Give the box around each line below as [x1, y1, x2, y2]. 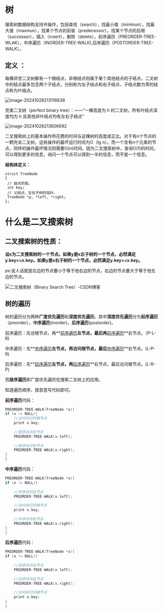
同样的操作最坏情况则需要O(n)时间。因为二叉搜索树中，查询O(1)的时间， [13, 145, 158, 151]
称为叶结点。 [9, 87, 35, 93]
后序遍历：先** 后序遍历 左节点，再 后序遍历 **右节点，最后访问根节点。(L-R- [5, 361, 156, 367]
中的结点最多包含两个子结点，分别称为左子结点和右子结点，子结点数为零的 [5, 81, 154, 87]
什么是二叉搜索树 [5, 216, 74, 227]
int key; [7, 185, 25, 190]
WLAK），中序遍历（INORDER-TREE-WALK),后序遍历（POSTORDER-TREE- [5, 39, 154, 45]
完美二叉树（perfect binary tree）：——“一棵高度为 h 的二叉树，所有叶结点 [5, 107, 154, 113]
